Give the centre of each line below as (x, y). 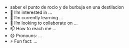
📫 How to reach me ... (33, 28)
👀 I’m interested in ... (31, 12)
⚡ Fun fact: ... (23, 41)
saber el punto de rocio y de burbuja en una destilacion (67, 7)
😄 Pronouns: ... (26, 36)
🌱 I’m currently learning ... (36, 18)
